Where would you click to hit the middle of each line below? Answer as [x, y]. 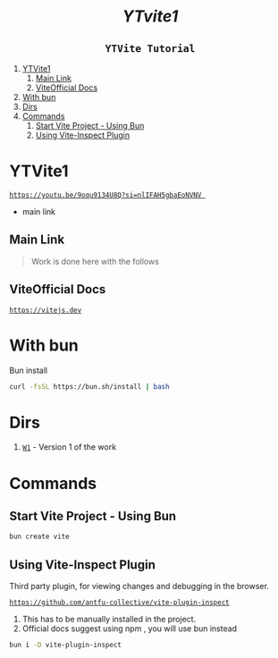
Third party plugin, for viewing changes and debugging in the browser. [139, 586]
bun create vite [39, 537]
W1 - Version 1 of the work [69, 447]
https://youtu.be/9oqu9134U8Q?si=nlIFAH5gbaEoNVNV [105, 195]
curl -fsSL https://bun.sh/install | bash [89, 386]
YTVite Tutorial [150, 48]
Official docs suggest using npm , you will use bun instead [130, 628]
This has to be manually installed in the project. [109, 619]
